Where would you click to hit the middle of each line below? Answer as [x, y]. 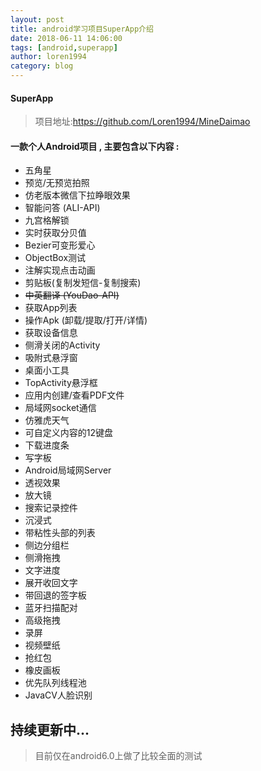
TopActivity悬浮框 [61, 383]
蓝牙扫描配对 [51, 608]
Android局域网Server [68, 470]
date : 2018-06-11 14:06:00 [66, 38]
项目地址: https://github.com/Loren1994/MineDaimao [142, 122]
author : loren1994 [48, 57]
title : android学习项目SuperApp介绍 [82, 29]
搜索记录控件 [51, 508]
